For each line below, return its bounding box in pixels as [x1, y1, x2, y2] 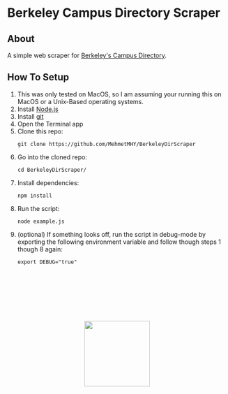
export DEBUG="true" [17, 258, 77, 265]
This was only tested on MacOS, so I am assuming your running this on [17, 89, 222, 98]
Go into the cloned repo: [17, 152, 87, 161]
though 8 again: [17, 245, 63, 253]
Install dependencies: [17, 178, 79, 187]
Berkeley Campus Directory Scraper [7, 5, 221, 21]
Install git [17, 112, 44, 120]
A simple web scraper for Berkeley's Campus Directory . [7, 51, 167, 59]
